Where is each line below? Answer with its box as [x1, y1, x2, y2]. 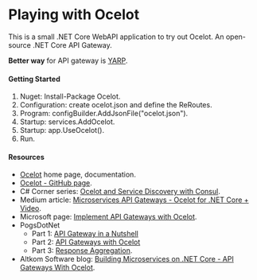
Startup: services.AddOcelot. [19, 117, 115, 126]
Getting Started [8, 74, 61, 84]
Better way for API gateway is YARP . [8, 56, 128, 65]
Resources [8, 152, 45, 161]
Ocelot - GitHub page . [19, 178, 93, 188]
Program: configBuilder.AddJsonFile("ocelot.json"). [19, 109, 189, 119]
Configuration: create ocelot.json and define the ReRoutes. [19, 100, 212, 110]
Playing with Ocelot [8, 6, 140, 24]
